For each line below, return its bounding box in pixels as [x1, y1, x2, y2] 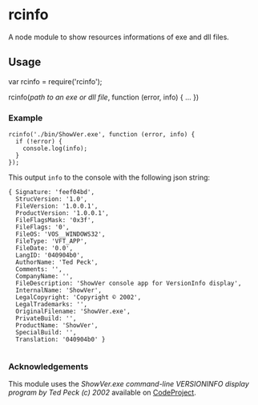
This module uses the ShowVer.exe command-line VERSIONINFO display [8, 379, 250, 389]
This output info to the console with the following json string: [8, 172, 211, 182]
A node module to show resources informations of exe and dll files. [8, 32, 230, 42]
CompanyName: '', [15, 273, 74, 281]
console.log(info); [22, 144, 88, 153]
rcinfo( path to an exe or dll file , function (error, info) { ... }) [8, 92, 200, 102]
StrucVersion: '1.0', [15, 195, 88, 204]
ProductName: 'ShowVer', [15, 322, 99, 330]
